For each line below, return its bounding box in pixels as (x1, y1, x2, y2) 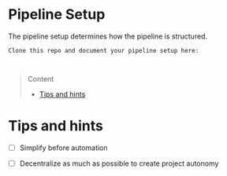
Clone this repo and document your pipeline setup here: (8, 46, 199, 54)
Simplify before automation (19, 143, 108, 152)
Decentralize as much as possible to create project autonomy (19, 159, 219, 168)
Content (27, 74, 54, 83)
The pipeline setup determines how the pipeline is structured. (8, 31, 207, 41)
